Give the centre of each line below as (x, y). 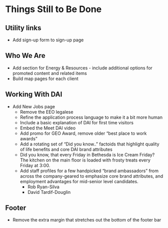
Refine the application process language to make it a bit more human (91, 117)
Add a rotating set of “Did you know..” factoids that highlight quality (90, 144)
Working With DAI (34, 94)
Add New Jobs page (34, 106)
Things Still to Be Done (54, 9)
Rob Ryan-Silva (43, 187)
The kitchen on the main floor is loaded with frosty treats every (85, 160)
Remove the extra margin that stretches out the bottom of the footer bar (87, 220)
